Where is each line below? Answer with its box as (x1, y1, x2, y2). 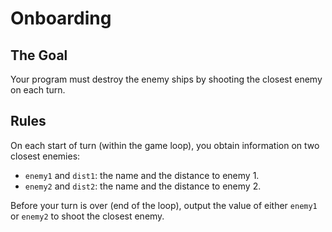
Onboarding (10, 7, 112, 30)
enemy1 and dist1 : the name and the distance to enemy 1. (24, 169, 260, 181)
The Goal (10, 47, 68, 64)
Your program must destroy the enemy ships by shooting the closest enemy (10, 73, 323, 85)
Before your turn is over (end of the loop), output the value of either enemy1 (10, 199, 318, 211)
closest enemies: (10, 150, 81, 162)
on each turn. (10, 84, 66, 96)
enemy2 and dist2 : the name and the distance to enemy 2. (24, 180, 262, 192)
